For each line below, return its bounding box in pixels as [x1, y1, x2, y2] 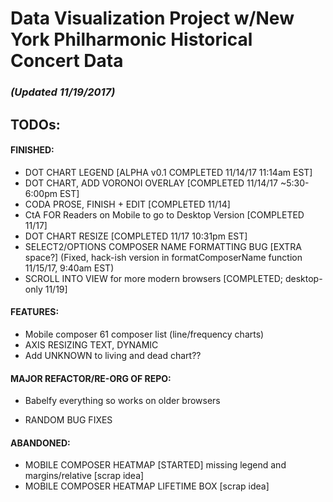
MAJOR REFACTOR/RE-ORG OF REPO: [10, 372, 172, 384]
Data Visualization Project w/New [10, 7, 295, 30]
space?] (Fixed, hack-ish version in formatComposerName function [24, 251, 303, 263]
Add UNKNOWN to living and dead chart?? [24, 349, 202, 361]
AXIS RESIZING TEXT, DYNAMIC [24, 338, 159, 351]
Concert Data [10, 50, 124, 72]
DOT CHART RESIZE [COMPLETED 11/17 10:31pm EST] [24, 230, 248, 242]
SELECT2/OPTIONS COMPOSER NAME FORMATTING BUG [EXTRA [24, 240, 302, 252]
